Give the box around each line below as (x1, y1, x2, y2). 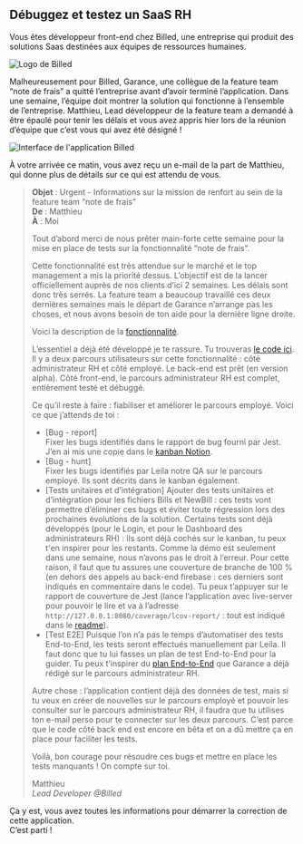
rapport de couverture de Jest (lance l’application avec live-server (44, 590, 293, 601)
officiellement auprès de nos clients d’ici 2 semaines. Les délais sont (31, 279, 288, 290)
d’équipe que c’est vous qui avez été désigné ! (9, 124, 182, 135)
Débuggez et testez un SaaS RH (9, 7, 192, 23)
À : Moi (31, 215, 59, 226)
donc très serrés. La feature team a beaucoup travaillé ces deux (31, 289, 271, 300)
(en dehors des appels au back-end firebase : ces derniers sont (44, 571, 284, 582)
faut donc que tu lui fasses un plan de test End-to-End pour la (44, 648, 277, 659)
